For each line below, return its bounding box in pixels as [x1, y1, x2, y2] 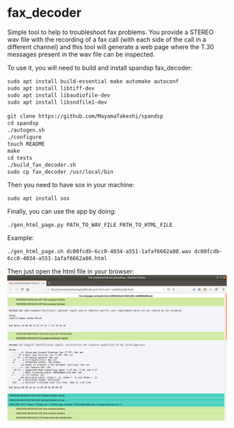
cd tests [7, 154, 33, 161]
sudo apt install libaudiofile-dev [7, 92, 111, 99]
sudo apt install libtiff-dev [7, 85, 95, 92]
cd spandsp [7, 120, 39, 127]
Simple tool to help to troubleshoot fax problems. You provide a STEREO [7, 28, 214, 36]
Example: [7, 233, 34, 241]
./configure [7, 134, 42, 141]
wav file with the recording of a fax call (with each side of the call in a [7, 35, 207, 43]
